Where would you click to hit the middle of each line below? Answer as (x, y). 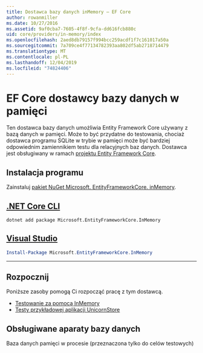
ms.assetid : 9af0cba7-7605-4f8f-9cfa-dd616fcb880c (71, 29)
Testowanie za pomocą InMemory (57, 303)
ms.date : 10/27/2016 (32, 23)
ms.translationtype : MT (36, 51)
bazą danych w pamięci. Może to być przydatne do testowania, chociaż (95, 134)
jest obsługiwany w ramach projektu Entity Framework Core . (81, 153)
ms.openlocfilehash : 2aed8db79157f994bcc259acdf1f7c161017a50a (88, 40)
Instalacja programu (45, 172)
